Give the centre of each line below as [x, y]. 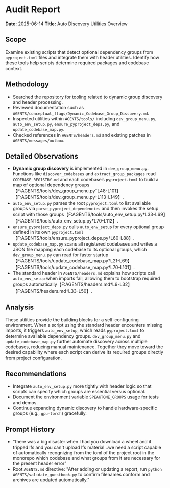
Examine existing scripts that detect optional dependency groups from [79, 52]
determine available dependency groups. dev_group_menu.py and [73, 336]
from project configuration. [34, 358]
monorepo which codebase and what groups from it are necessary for [87, 458]
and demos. [25, 402]
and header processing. [38, 102]
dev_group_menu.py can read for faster [52, 255]
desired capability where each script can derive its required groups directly [84, 352]
